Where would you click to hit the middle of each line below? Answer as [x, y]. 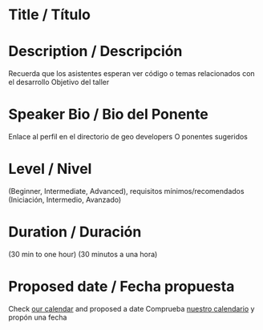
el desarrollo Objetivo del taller [59, 82]
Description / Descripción [95, 52]
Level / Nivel [50, 169]
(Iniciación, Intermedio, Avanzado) [65, 199]
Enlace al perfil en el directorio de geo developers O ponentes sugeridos [128, 137]
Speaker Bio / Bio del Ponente [108, 115]
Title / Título [49, 15]
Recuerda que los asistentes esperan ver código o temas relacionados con [131, 74]
